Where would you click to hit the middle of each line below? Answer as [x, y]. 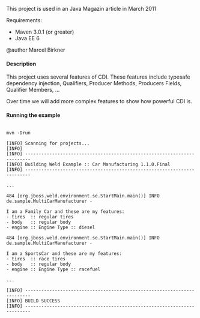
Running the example [33, 115]
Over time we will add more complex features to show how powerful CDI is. [99, 101]
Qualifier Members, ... [33, 90]
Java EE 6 [27, 38]
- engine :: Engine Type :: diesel [51, 227]
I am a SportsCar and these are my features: [64, 254]
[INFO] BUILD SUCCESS [33, 301]
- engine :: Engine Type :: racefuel [53, 269]
